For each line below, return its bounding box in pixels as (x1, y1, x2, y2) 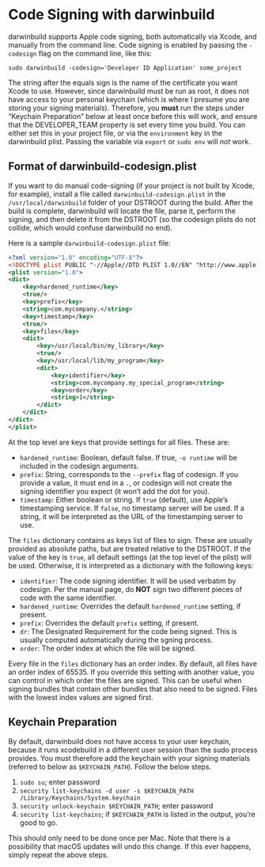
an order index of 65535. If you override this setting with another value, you (8, 667, 255, 677)
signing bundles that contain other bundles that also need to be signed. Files (8, 684, 258, 693)
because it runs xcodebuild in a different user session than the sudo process (8, 745, 258, 754)
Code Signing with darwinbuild (8, 6, 215, 24)
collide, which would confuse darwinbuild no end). (8, 223, 172, 232)
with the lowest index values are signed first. (8, 692, 154, 702)
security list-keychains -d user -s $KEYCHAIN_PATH (19, 787, 194, 795)
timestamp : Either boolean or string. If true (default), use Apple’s (19, 495, 228, 504)
